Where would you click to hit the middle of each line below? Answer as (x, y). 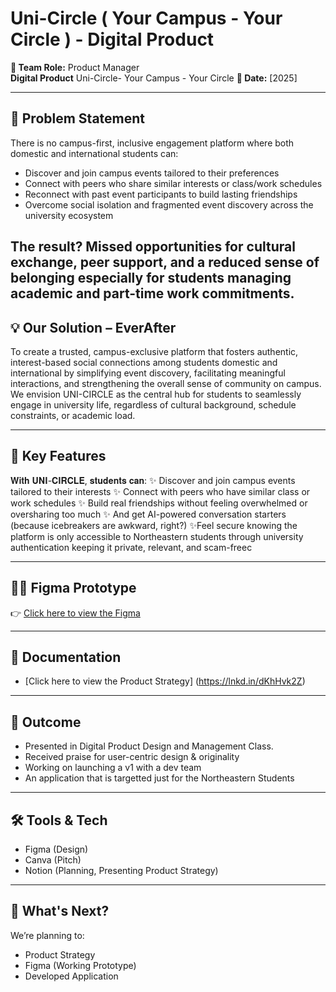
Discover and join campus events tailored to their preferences (152, 173)
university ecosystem (69, 215)
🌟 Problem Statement (78, 118)
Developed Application (71, 976)
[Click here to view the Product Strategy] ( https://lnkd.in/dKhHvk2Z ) (165, 681)
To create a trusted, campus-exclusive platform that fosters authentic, (154, 351)
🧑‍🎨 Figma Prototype (73, 588)
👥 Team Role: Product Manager (75, 67)
